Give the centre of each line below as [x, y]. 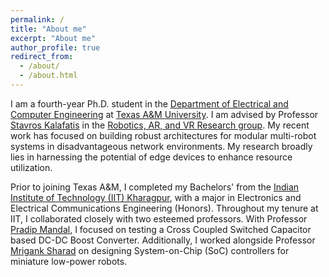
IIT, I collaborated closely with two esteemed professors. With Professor [159, 218]
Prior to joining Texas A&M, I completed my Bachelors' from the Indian [155, 187]
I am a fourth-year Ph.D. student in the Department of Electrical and [149, 103]
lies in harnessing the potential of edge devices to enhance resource [151, 157]
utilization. [31, 167]
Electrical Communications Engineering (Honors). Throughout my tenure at [164, 208]
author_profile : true [55, 47]
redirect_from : [42, 57]
